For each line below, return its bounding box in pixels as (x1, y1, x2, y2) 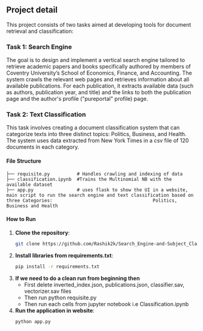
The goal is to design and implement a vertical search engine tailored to (6, 56, 185, 64)
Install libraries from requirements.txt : (15, 251, 113, 259)
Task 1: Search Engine (6, 43, 73, 51)
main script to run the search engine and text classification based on (6, 192, 194, 198)
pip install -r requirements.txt (15, 264, 100, 270)
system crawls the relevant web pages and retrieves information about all (6, 76, 190, 83)
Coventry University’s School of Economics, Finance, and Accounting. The (6, 69, 192, 77)
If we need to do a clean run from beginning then (15, 275, 141, 282)
